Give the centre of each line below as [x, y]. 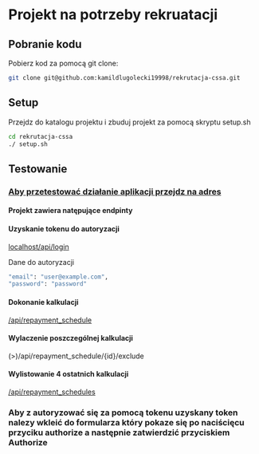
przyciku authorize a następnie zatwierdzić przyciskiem [119, 432]
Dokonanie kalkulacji [43, 302]
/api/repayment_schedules [52, 392]
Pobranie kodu [45, 44]
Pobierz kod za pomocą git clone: [63, 63]
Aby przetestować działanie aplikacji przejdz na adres [115, 191]
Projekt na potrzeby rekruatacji [113, 15]
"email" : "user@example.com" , [59, 277]
